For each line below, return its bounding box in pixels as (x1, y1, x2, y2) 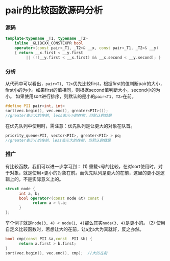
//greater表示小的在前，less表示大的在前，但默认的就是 (5, 138, 111, 143)
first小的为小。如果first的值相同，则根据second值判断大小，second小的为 (5, 87, 161, 93)
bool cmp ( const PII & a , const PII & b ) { (5, 237, 93, 242)
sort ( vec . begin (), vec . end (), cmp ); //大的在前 (5, 250, 108, 255)
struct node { (5, 186, 36, 191)
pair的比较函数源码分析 (5, 5, 103, 16)
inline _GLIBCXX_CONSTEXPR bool (14, 41, 83, 46)
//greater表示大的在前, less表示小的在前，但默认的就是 (5, 113, 112, 118)
